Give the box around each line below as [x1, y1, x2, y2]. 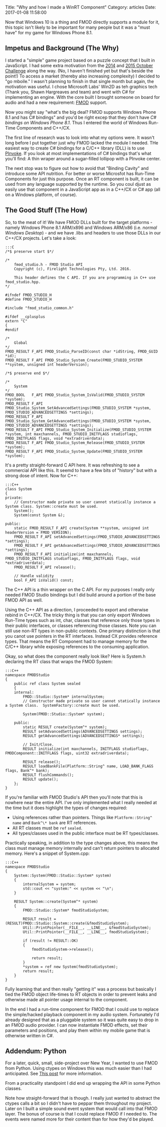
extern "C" [5, 318, 28, 323]
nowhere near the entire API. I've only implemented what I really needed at [5, 799, 157, 805]
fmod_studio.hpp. [5, 279, 41, 285]
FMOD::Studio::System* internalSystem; [23, 694, 105, 699]
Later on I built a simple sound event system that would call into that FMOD [5, 1106, 158, 1112]
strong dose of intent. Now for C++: [5, 472, 78, 478]
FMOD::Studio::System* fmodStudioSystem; [23, 907, 110, 913]
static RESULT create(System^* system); [23, 725, 107, 730]
